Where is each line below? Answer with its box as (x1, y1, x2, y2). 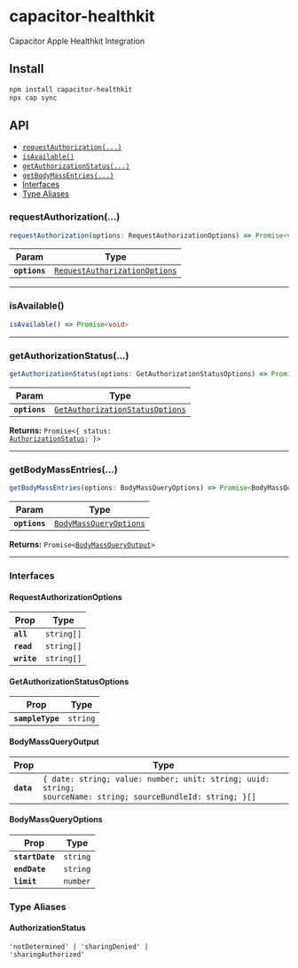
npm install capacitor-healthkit (9, 84, 133, 94)
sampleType (13, 714, 59, 724)
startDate (13, 852, 55, 861)
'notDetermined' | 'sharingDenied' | (9, 942, 149, 951)
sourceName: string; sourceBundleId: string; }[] (43, 791, 257, 802)
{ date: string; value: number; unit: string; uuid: (43, 773, 271, 784)
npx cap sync (9, 93, 58, 102)
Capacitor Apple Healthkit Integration (9, 36, 145, 46)
